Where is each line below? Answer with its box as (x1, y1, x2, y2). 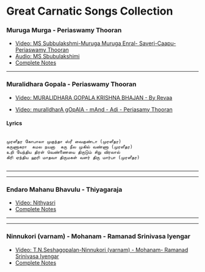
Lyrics (6, 120, 23, 127)
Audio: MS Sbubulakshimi (15, 53, 80, 60)
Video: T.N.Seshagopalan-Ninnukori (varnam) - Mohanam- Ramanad (15, 246, 189, 253)
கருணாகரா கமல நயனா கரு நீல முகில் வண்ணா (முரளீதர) (6, 144, 133, 150)
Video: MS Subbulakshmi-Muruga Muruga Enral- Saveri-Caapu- (15, 40, 176, 47)
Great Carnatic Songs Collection (6, 4, 173, 18)
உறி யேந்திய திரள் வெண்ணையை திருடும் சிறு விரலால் (6, 149, 121, 155)
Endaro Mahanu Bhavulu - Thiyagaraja (6, 185, 123, 194)
